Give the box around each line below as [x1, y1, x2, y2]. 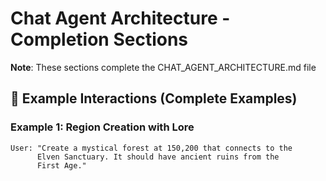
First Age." [36, 160, 87, 171]
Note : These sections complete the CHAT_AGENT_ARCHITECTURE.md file [10, 61, 317, 73]
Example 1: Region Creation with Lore [10, 120, 195, 134]
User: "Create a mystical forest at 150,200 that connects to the [10, 143, 293, 153]
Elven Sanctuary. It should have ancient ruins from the [36, 152, 280, 162]
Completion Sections [10, 28, 189, 51]
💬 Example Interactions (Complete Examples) [10, 90, 298, 107]
